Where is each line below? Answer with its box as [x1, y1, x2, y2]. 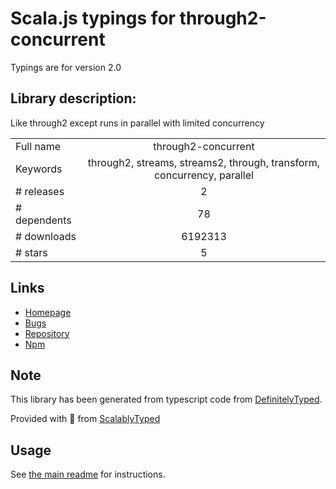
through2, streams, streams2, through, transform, [87, 155, 321, 169]
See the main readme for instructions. [10, 468, 166, 481]
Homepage [24, 306, 72, 318]
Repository [24, 327, 70, 339]
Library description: [10, 90, 137, 107]
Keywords [15, 162, 63, 176]
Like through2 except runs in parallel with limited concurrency [10, 117, 265, 129]
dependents [15, 213, 72, 227]
